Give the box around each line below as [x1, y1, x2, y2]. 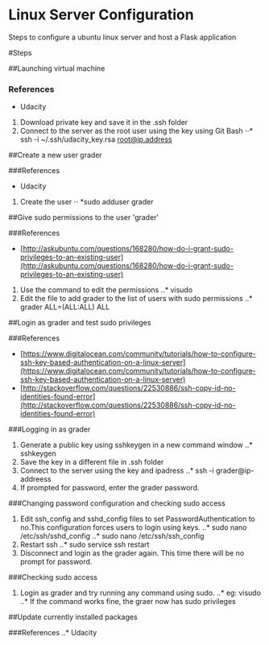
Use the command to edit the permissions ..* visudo [19, 285, 193, 295]
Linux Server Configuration [8, 6, 195, 24]
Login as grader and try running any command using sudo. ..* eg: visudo [19, 588, 262, 597]
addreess [19, 474, 52, 484]
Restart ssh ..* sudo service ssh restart [19, 540, 150, 549]
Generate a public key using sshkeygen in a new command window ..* [19, 440, 254, 450]
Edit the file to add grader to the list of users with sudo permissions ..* [19, 294, 253, 304]
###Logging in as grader [8, 424, 91, 434]
